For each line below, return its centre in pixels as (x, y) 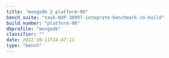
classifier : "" (26, 34)
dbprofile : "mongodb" (34, 29)
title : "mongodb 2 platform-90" (47, 12)
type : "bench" (24, 46)
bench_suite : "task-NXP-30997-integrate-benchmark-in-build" (85, 18)
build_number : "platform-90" (43, 23)
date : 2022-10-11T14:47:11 (40, 40)
